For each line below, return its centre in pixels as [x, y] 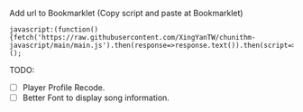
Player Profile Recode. [64, 88]
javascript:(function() [54, 30]
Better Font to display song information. [96, 98]
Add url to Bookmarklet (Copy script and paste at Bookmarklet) [126, 13]
